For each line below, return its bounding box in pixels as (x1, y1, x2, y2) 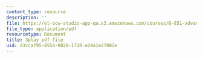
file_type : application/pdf (6, 25, 77, 32)
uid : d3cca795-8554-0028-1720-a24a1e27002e (6, 43, 118, 49)
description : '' (6, 14, 47, 21)
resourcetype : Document (6, 31, 66, 37)
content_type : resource (6, 8, 66, 15)
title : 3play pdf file (6, 37, 63, 43)
